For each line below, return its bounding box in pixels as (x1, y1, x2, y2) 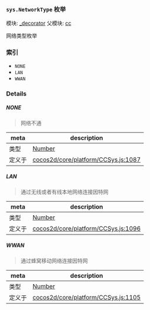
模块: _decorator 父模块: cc (6, 19, 72, 27)
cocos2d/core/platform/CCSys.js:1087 (32, 156, 141, 164)
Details (6, 90, 27, 98)
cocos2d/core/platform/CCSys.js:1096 (32, 225, 141, 233)
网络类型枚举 (6, 32, 37, 39)
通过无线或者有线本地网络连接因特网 (20, 189, 109, 196)
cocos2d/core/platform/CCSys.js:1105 (32, 293, 141, 302)
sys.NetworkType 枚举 (6, 5, 66, 13)
